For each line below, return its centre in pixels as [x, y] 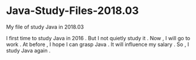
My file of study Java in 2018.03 [45, 27]
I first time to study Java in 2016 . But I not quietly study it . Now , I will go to [98, 38]
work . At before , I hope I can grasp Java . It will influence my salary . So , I [98, 44]
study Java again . [28, 50]
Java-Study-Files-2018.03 [72, 11]
